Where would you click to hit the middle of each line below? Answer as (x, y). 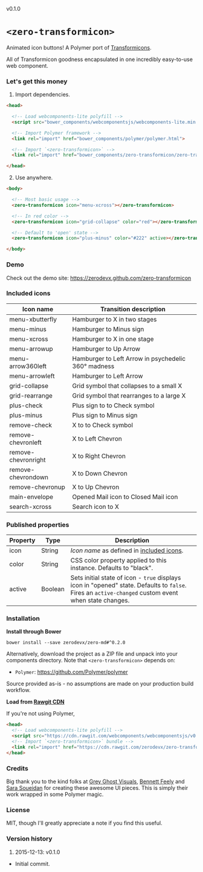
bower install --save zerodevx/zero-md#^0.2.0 (66, 643)
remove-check (31, 425)
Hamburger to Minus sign (108, 329)
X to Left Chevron (97, 439)
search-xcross (31, 506)
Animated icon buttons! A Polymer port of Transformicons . (79, 47)
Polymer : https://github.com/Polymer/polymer (71, 672)
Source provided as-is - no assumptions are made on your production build (100, 684)
